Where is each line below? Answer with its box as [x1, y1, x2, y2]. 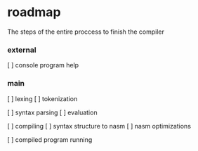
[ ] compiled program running [7, 135, 93, 144]
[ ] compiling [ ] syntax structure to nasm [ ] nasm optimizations [7, 122, 192, 130]
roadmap [7, 4, 61, 20]
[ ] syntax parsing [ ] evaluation [7, 108, 98, 117]
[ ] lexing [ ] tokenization [7, 94, 78, 103]
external [7, 45, 37, 55]
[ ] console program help [7, 61, 79, 70]
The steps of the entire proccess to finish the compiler [7, 27, 165, 36]
